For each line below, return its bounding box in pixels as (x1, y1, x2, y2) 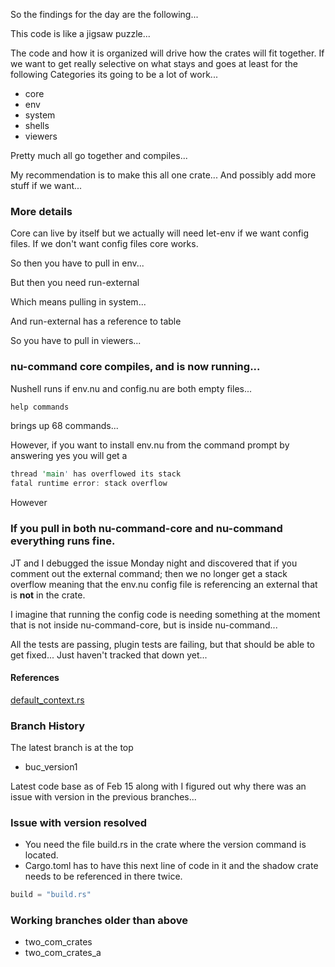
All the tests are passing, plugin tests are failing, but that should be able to (10, 638, 315, 650)
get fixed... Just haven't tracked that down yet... (10, 649, 208, 661)
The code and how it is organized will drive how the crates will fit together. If (10, 47, 325, 59)
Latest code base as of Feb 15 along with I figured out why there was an (10, 780, 307, 793)
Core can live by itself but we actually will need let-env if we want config (10, 227, 310, 239)
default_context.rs (10, 694, 85, 706)
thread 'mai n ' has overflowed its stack (10, 469, 182, 479)
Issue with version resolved (10, 815, 148, 829)
